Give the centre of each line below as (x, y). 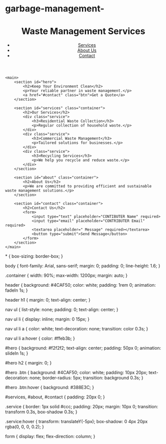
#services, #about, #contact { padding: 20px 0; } (55, 397)
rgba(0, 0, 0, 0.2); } (25, 427)
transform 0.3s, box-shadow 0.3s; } (41, 412)
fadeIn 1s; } (17, 290)
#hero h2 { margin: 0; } (28, 363)
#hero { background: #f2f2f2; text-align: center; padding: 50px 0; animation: (83, 348)
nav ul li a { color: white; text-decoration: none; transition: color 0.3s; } (77, 329)
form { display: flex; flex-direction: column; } (50, 437)
